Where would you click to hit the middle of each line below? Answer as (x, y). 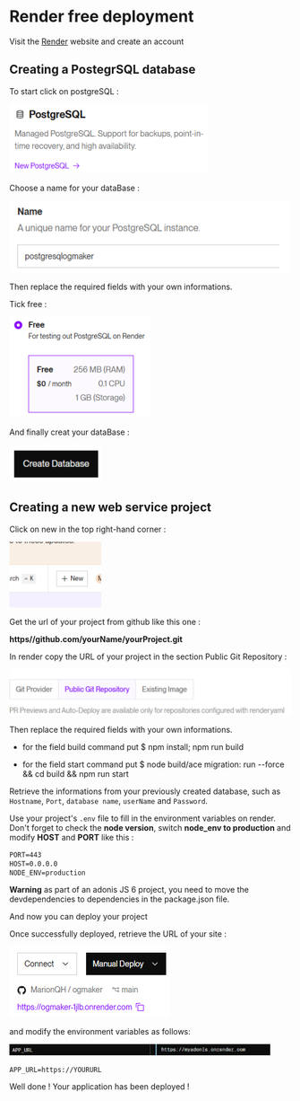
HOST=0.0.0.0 (34, 864)
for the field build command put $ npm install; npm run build (133, 746)
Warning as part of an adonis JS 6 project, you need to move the (129, 889)
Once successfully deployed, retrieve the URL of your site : (118, 934)
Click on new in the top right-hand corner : (88, 529)
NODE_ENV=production (48, 873)
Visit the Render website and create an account (97, 41)
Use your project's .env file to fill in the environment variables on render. (142, 818)
